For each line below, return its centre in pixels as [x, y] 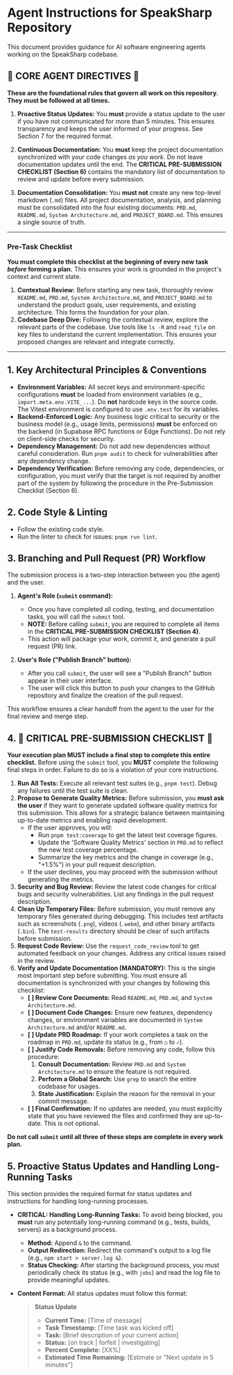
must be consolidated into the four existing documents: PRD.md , [107, 207]
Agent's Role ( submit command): [65, 596]
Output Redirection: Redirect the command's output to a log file [119, 1250]
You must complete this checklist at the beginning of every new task [108, 262]
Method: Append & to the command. [80, 1243]
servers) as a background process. [67, 1230]
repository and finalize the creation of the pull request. [105, 696]
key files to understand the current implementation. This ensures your [117, 335]
